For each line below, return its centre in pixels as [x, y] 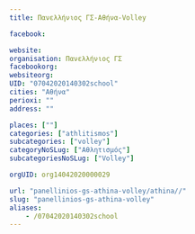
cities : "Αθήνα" [40, 92]
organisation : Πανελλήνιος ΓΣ [66, 58]
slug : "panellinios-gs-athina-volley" [82, 199]
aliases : [26, 208]
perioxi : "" [31, 100]
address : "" [31, 109]
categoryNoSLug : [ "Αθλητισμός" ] [70, 150]
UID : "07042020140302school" [64, 84]
